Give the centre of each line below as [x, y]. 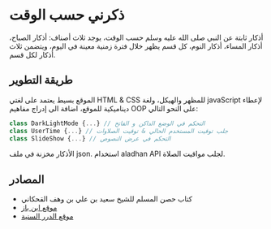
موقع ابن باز [39, 208]
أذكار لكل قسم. [32, 54]
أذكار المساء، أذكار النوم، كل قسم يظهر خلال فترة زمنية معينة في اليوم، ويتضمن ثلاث [136, 45]
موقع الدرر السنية [47, 216]
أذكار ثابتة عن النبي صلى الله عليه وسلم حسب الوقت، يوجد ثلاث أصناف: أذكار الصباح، [136, 37]
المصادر [27, 179]
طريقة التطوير [41, 80]
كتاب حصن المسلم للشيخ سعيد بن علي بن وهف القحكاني [107, 199]
